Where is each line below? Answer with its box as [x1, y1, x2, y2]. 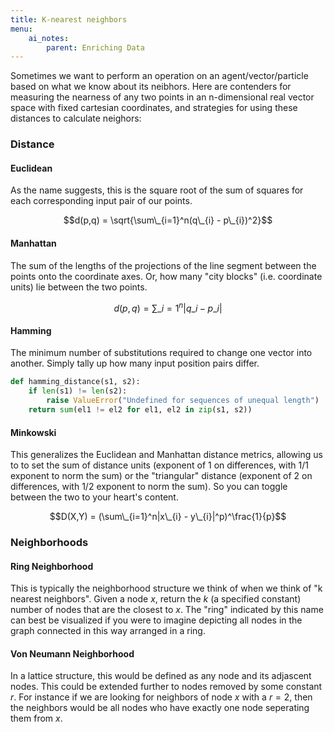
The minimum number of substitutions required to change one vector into [10, 347, 313, 359]
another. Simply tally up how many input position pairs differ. [10, 357, 260, 370]
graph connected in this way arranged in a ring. [10, 625, 206, 637]
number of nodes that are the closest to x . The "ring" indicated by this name [10, 604, 324, 616]
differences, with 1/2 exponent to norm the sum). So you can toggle [10, 481, 288, 493]
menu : [10, 24, 33, 34]
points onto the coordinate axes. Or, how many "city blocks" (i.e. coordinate [10, 270, 323, 282]
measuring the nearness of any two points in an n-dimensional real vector [10, 91, 315, 103]
